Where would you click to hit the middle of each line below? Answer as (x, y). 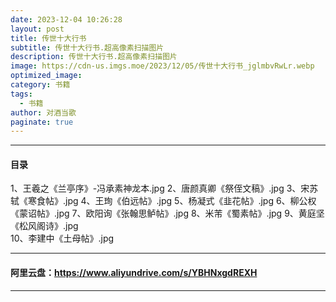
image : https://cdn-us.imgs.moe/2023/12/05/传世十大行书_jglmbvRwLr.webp (162, 66)
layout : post (37, 29)
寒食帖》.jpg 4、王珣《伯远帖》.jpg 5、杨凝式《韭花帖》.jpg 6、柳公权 (172, 201)
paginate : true (42, 122)
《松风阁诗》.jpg (44, 226)
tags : (21, 94)
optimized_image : (46, 76)
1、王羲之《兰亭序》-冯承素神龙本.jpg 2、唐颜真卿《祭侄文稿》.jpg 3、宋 (160, 188)
